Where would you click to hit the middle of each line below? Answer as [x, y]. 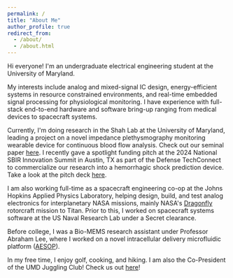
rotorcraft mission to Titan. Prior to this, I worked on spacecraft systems [111, 211]
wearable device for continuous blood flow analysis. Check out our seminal [115, 145]
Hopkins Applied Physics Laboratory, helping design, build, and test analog [115, 196]
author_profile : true [39, 27]
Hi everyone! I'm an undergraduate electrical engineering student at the [110, 66]
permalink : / [26, 14]
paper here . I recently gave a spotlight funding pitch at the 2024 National [112, 152]
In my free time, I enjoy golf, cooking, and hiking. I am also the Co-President [116, 260]
